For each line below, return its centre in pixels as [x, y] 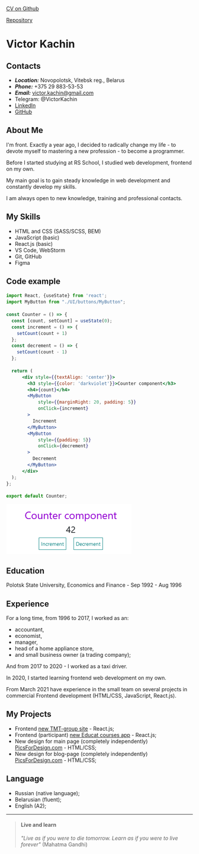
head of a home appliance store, [54, 648]
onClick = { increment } [63, 409]
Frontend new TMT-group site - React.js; [64, 728]
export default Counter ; [37, 496]
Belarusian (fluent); [38, 799]
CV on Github [23, 9]
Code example [33, 281]
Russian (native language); [47, 793]
